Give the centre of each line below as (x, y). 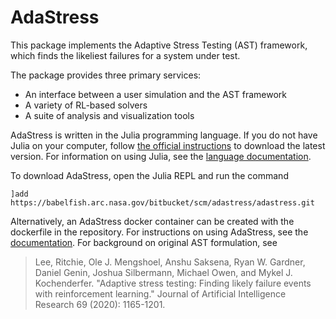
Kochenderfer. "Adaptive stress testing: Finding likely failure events (173, 283)
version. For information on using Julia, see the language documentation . (161, 156)
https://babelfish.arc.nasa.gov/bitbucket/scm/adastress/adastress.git (162, 202)
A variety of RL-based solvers (86, 105)
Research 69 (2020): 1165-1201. (100, 304)
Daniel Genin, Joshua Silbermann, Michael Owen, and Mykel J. (163, 272)
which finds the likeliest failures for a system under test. (125, 55)
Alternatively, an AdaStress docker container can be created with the (152, 221)
